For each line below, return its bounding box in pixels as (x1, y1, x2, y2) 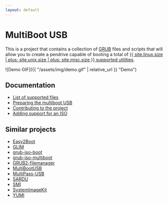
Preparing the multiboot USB (12, 99, 72, 106)
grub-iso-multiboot (12, 155, 53, 161)
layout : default (5, 7, 39, 13)
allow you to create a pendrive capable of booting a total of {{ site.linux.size (5, 51, 163, 57)
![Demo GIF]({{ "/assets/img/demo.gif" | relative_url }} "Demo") (5, 66, 137, 72)
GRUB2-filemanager (12, 160, 55, 166)
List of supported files (12, 94, 59, 100)
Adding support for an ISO (12, 111, 67, 117)
